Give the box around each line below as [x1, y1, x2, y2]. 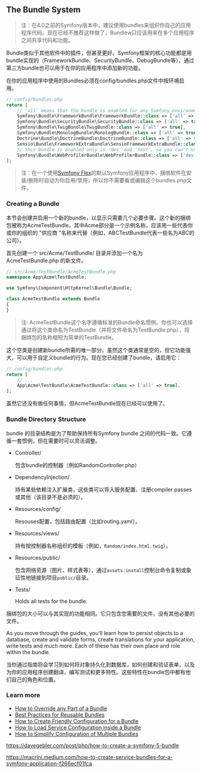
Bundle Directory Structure [6, 415, 87, 423]
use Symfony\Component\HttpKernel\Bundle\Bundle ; [6, 285, 133, 291]
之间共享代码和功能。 [20, 36, 74, 44]
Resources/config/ [14, 505, 61, 512]
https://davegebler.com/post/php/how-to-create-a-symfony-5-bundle [6, 742, 179, 749]
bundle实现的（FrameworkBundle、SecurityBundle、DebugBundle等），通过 [6, 56, 194, 64]
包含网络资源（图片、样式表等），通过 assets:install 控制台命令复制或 [14, 566, 187, 573]
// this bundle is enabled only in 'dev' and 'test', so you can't [17, 146, 188, 152]
